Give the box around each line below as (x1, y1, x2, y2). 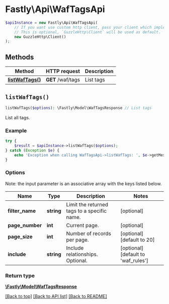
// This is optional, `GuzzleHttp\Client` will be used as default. (14, 29, 161, 35)
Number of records (66, 230, 112, 237)
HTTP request (46, 68, 80, 75)
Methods (5, 53, 34, 61)
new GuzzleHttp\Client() (14, 34, 66, 39)
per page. (66, 236, 89, 243)
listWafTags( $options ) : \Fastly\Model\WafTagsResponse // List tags (5, 105, 152, 110)
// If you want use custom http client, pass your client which (14, 25, 152, 30)
